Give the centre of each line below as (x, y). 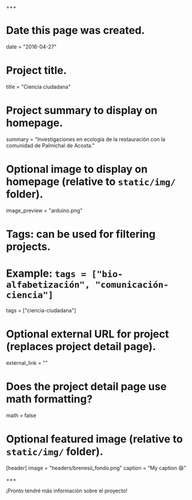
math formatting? (49, 399)
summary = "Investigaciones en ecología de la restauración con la (86, 139)
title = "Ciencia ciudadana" (39, 86)
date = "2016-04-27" (31, 46)
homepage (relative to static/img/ (91, 182)
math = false (21, 415)
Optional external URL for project (88, 334)
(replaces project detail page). (81, 347)
